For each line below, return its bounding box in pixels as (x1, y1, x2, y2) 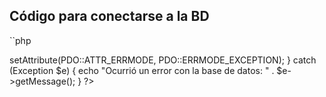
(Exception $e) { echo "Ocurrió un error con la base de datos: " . (9, 64, 275, 76)
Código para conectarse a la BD (9, 8, 210, 25)
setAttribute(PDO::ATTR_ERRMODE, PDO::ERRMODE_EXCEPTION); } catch (9, 54, 317, 66)
